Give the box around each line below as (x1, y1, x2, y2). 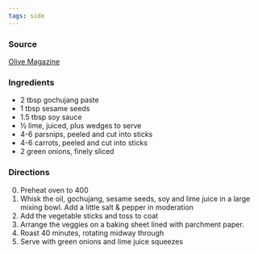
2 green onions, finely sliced (19, 147, 114, 156)
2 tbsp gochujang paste (19, 95, 99, 105)
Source (8, 38, 38, 49)
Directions (8, 167, 50, 178)
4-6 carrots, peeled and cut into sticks (19, 138, 148, 148)
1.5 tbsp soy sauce (19, 112, 82, 122)
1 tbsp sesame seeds (19, 104, 90, 114)
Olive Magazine (8, 56, 60, 66)
